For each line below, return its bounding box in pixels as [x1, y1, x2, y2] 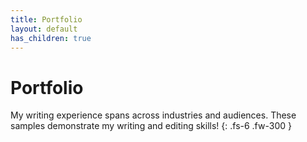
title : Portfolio [10, 14, 83, 25]
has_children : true [10, 33, 92, 43]
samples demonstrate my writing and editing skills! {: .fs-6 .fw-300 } [10, 120, 292, 132]
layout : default [10, 24, 78, 34]
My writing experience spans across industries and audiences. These [10, 109, 297, 121]
